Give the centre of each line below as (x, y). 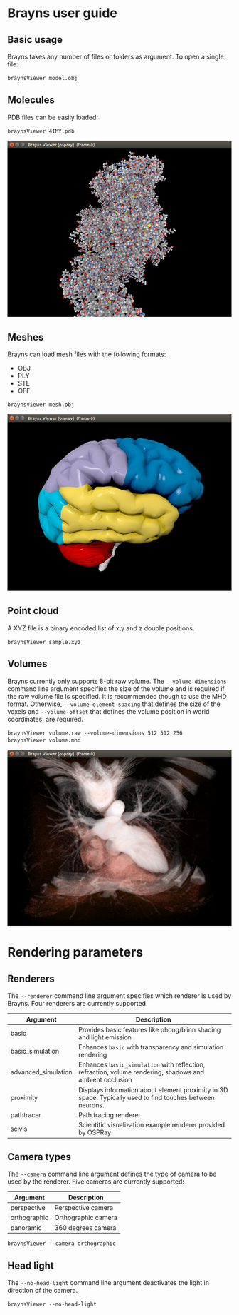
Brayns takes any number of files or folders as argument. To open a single (116, 56)
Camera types (39, 1157)
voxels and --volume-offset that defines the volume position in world (108, 711)
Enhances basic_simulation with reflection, (142, 1064)
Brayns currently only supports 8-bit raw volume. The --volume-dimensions (117, 681)
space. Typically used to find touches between (146, 1097)
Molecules (31, 100)
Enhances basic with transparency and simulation (151, 1047)
